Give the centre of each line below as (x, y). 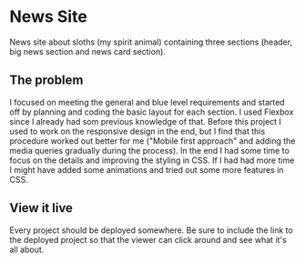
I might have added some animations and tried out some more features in (147, 169)
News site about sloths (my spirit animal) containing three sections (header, (151, 42)
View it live (41, 208)
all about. (27, 249)
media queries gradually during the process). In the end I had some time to (149, 150)
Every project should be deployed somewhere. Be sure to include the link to (151, 230)
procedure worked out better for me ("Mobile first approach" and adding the (152, 141)
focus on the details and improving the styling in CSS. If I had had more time (152, 160)
